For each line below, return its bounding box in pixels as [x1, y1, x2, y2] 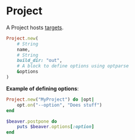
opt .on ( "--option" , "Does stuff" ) [17, 102, 102, 108]
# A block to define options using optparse [17, 63, 129, 69]
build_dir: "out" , [17, 58, 62, 64]
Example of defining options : [6, 85, 79, 92]
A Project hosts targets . [6, 24, 64, 31]
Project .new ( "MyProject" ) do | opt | [6, 97, 95, 102]
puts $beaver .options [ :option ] [17, 124, 95, 130]
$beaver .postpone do [6, 118, 58, 125]
